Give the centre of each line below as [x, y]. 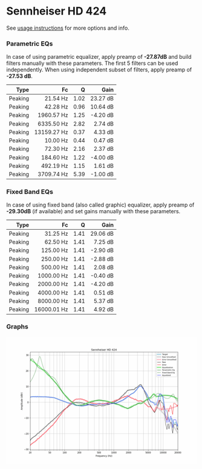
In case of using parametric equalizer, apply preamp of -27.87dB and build [99, 57]
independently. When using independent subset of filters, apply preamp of [99, 70]
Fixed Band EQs [30, 191]
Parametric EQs [30, 44]
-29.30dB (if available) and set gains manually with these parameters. [93, 211]
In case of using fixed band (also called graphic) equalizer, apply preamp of [100, 205]
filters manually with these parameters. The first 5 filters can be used [92, 63]
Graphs [17, 327]
